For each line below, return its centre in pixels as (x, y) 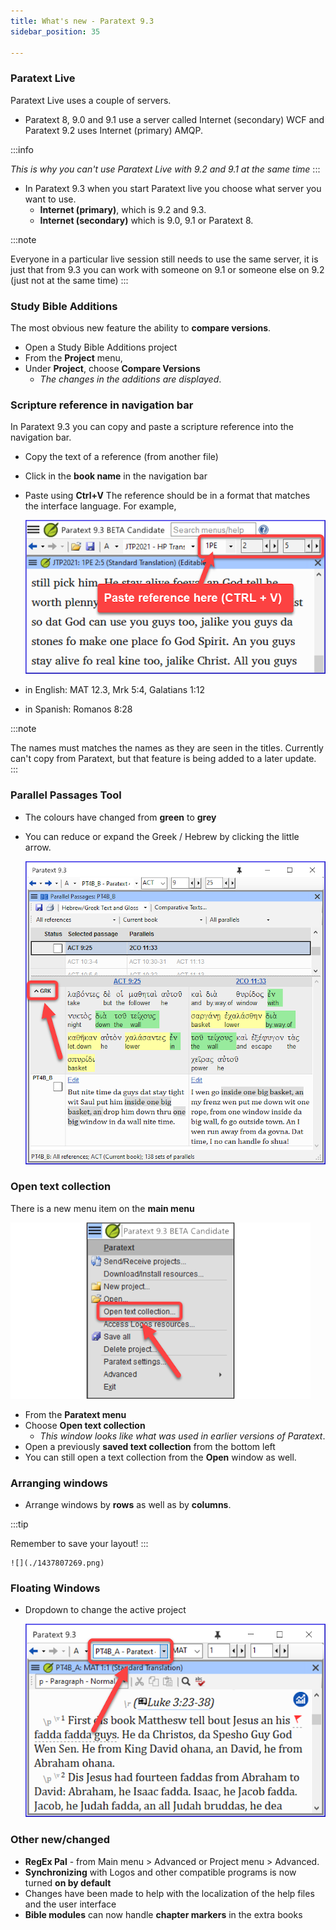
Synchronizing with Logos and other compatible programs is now (160, 1872)
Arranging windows (59, 1483)
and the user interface (70, 1904)
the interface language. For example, (100, 506)
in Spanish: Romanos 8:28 (78, 709)
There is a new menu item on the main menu (102, 1208)
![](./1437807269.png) (57, 1563)
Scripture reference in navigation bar (102, 405)
